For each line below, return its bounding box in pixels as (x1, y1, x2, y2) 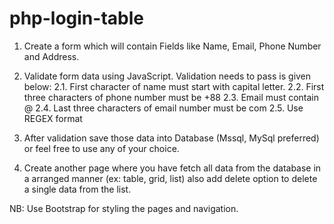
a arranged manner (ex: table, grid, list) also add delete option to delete (23, 172, 318, 184)
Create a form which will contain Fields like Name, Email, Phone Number (23, 40, 322, 52)
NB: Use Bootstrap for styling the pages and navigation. (9, 202, 239, 214)
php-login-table (9, 7, 144, 30)
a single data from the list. (23, 183, 132, 195)
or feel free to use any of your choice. (23, 142, 180, 154)
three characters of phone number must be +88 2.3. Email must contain (23, 91, 319, 103)
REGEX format (23, 112, 83, 124)
